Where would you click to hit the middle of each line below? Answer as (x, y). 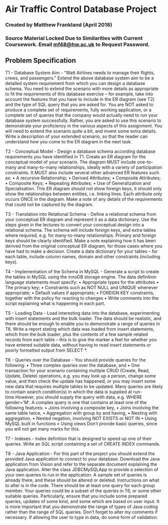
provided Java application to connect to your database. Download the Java (82, 459)
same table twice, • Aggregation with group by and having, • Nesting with (81, 413)
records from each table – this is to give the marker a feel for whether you (81, 339)
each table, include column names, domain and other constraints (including (83, 256)
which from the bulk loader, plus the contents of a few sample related (77, 334)
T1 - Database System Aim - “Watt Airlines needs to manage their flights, (80, 72)
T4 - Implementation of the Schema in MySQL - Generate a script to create (82, 271)
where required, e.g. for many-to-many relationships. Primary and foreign (81, 235)
